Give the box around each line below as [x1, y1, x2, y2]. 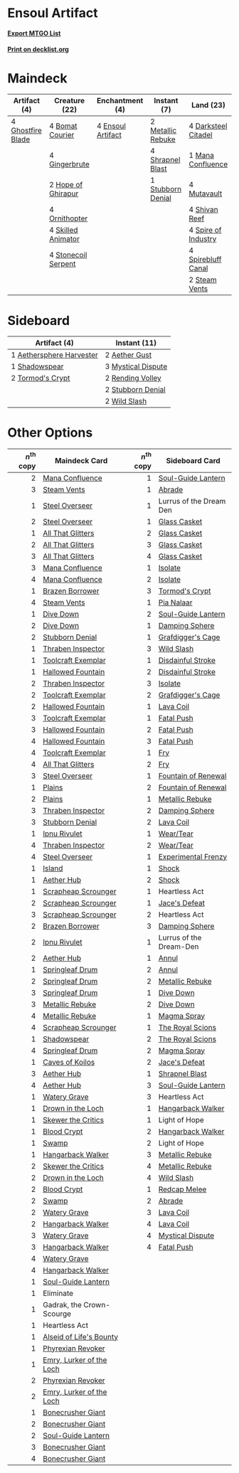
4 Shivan [188, 205, 218, 215]
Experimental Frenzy [158, 851, 228, 861]
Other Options [7, 425, 93, 441]
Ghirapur [48, 188, 79, 198]
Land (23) [191, 100, 225, 110]
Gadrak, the [42, 1299, 82, 1309]
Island [42, 863, 63, 873]
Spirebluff [188, 255, 222, 265]
